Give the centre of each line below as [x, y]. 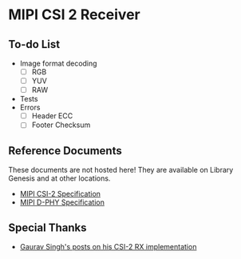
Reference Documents [65, 151]
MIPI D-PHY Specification [62, 202]
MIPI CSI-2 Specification [60, 194]
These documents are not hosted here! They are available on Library [121, 170]
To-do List [34, 44]
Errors [30, 108]
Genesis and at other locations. [59, 178]
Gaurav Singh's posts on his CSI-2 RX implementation [108, 246]
